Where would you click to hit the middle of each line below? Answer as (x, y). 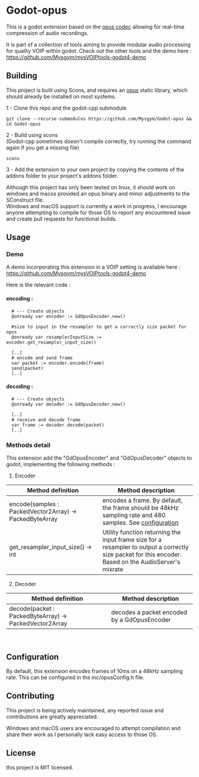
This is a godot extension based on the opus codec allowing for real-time (95, 27)
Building (22, 76)
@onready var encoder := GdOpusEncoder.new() (69, 316)
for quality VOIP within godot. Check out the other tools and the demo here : (99, 50)
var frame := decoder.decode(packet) (58, 425)
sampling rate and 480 (134, 515)
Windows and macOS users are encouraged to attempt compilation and (93, 728)
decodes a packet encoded (149, 613)
